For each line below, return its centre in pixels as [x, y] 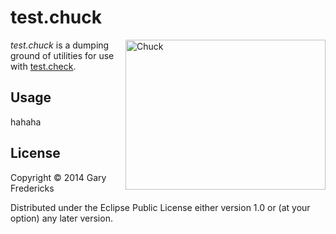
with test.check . [43, 66]
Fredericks [32, 188]
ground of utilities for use [62, 55]
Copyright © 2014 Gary [58, 177]
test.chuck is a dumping [60, 45]
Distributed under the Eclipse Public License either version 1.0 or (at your [160, 207]
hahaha [26, 122]
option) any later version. [61, 218]
